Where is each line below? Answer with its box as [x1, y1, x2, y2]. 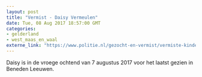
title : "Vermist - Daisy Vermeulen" [6, 14, 98, 20]
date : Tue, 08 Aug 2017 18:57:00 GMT [6, 20, 101, 26]
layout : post [6, 8, 39, 15]
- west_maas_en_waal [6, 37, 58, 43]
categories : [6, 25, 36, 32]
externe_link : [6, 43, 42, 49]
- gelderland [6, 31, 39, 37]
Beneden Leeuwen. [6, 65, 54, 72]
